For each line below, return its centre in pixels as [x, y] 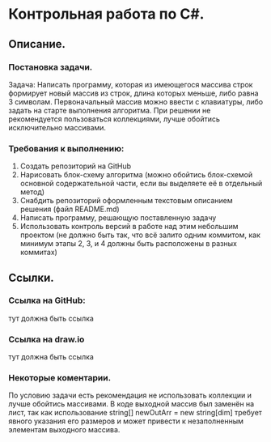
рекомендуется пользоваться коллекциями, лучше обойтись [114, 119]
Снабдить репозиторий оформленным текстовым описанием [126, 201]
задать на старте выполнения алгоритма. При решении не [110, 110]
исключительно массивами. [57, 127]
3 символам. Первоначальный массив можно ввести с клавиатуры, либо [136, 101]
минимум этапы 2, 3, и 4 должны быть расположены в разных [128, 244]
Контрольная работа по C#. [106, 14]
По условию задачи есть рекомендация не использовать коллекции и [130, 395]
